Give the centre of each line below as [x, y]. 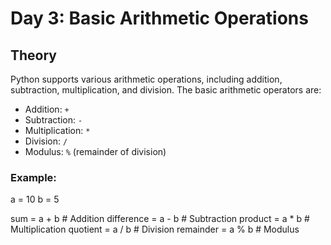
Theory [34, 55]
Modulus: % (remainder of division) [95, 151]
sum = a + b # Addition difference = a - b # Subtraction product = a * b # [160, 219]
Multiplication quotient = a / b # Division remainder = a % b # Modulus [155, 229]
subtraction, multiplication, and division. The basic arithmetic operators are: [166, 90]
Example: [33, 177]
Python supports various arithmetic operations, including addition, [146, 79]
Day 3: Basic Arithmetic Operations [159, 18]
